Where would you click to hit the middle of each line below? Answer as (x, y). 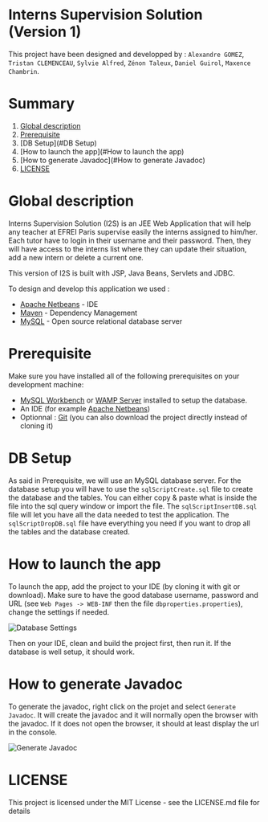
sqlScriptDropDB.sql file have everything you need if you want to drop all (129, 523)
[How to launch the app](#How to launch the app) (102, 151)
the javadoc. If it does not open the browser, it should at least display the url (134, 723)
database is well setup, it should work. (71, 652)
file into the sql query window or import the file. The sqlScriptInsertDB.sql (133, 506)
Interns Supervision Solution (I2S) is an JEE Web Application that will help (130, 223)
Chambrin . (24, 71)
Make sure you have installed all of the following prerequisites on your (124, 376)
